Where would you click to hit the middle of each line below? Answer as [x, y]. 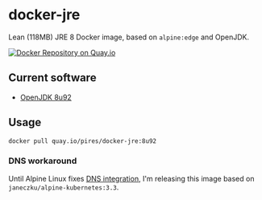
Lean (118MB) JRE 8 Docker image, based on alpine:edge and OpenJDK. [129, 37]
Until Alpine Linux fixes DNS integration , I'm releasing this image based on [131, 178]
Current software [52, 78]
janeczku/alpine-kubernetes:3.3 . [64, 187]
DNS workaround [43, 161]
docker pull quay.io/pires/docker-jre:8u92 [83, 141]
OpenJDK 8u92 [46, 97]
